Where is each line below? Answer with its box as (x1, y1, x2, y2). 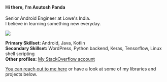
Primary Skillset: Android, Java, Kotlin (5, 40, 85, 46)
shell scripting (5, 51, 35, 57)
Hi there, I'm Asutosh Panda (5, 4, 65, 10)
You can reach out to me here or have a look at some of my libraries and (5, 66, 156, 72)
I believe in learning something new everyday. (5, 21, 101, 27)
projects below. (5, 71, 38, 77)
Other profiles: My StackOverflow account (5, 56, 95, 62)
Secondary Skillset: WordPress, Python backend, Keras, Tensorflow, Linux (5, 46, 162, 52)
